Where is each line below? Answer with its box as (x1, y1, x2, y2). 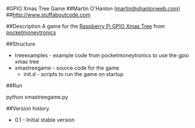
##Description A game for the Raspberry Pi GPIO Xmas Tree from (6, 23, 165, 29)
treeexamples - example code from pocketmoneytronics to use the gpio (14, 52, 190, 58)
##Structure (6, 41, 35, 47)
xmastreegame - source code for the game (14, 64, 120, 71)
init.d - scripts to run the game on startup (23, 71, 124, 77)
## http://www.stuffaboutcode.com (6, 11, 91, 18)
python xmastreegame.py (6, 94, 69, 100)
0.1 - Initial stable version (14, 116, 75, 123)
